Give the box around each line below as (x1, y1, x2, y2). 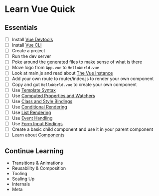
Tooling (11, 170, 28, 176)
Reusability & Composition (11, 165, 66, 171)
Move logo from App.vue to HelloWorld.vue (11, 65, 99, 71)
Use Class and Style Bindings (11, 98, 73, 104)
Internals (11, 181, 30, 187)
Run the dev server (11, 53, 51, 59)
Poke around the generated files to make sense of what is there (11, 59, 143, 65)
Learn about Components (11, 132, 65, 138)
